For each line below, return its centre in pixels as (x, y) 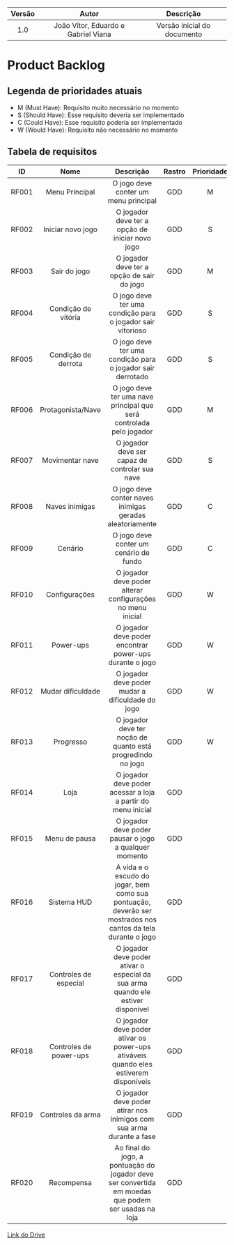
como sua (132, 893)
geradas (132, 515)
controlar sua (132, 468)
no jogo (132, 763)
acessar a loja (132, 792)
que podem (132, 1200)
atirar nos (132, 1110)
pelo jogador (132, 431)
